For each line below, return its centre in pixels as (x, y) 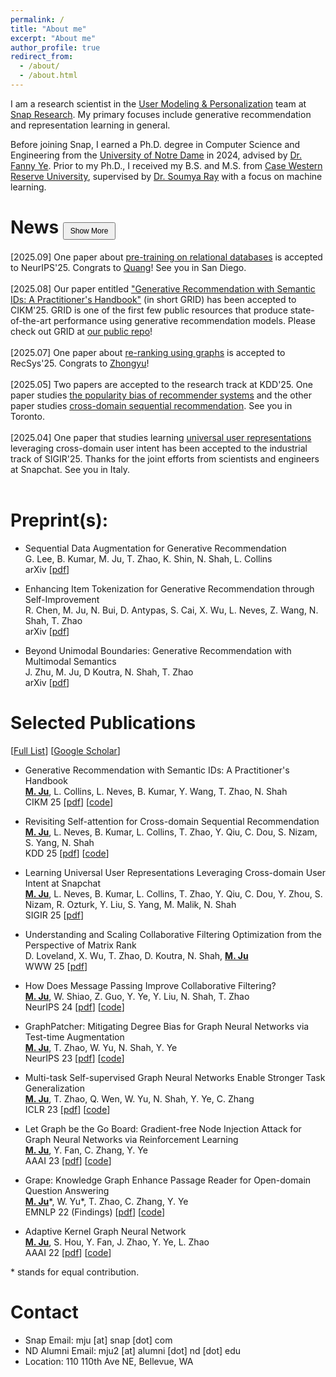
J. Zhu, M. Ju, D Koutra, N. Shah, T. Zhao (109, 672)
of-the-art (31, 320)
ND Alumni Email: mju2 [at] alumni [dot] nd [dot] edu (133, 1350)
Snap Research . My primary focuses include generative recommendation (161, 114)
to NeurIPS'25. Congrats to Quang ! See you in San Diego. (128, 267)
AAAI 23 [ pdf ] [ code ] (68, 1160)
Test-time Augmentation (74, 1037)
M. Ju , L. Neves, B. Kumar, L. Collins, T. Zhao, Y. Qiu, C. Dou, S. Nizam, (171, 832)
